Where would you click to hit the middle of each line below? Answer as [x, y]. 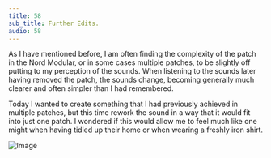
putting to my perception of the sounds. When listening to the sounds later [132, 71]
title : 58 [25, 16]
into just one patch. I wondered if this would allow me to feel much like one [133, 122]
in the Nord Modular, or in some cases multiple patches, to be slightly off [129, 62]
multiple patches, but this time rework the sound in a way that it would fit [129, 113]
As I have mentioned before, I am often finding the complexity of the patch [132, 54]
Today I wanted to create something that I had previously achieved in [123, 104]
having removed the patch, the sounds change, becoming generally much [131, 80]
